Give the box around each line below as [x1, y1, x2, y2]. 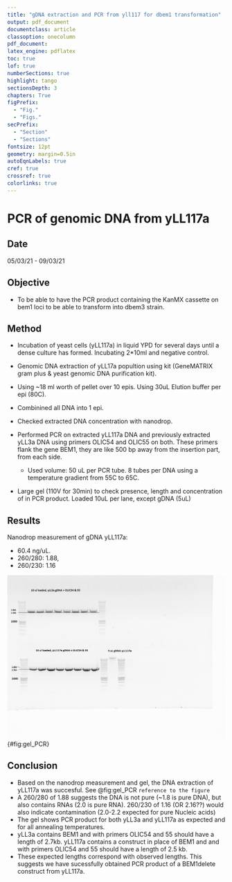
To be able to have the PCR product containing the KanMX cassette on [17, 295, 219, 304]
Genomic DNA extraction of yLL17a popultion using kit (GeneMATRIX [17, 362, 213, 370]
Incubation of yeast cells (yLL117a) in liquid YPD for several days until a [17, 341, 220, 350]
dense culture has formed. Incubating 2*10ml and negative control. [17, 348, 209, 357]
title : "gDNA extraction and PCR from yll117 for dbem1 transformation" [7, 11, 222, 18]
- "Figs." [13, 114, 42, 121]
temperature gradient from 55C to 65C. [27, 473, 140, 482]
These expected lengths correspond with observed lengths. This [17, 852, 202, 860]
